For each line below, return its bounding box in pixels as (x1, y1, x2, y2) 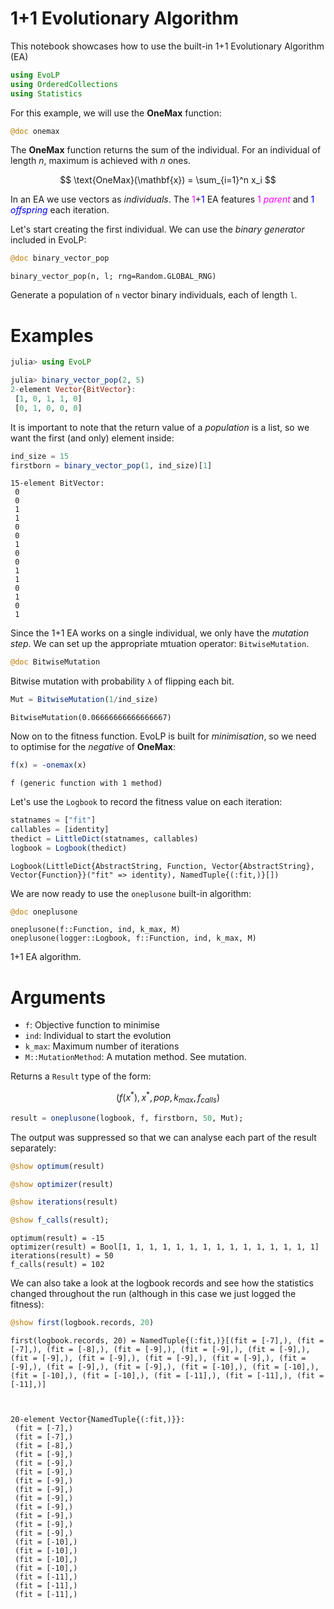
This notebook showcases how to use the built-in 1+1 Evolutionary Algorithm (10, 40, 325, 52)
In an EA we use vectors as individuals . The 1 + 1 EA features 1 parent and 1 (10, 193, 315, 206)
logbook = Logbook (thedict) (10, 843, 128, 853)
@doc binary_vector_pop (10, 253, 110, 264)
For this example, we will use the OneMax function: (10, 107, 222, 119)
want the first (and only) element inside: (10, 432, 175, 444)
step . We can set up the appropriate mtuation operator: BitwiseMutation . (10, 638, 310, 650)
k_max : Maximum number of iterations (24, 1040, 180, 1052)
